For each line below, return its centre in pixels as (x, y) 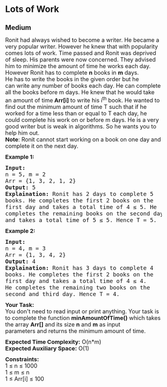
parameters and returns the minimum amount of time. (76, 331)
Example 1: (20, 157)
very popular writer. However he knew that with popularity (82, 47)
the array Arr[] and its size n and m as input (63, 324)
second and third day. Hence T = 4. (63, 294)
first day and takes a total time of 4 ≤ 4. (76, 281)
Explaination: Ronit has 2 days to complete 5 (79, 194)
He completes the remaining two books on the (78, 288)
